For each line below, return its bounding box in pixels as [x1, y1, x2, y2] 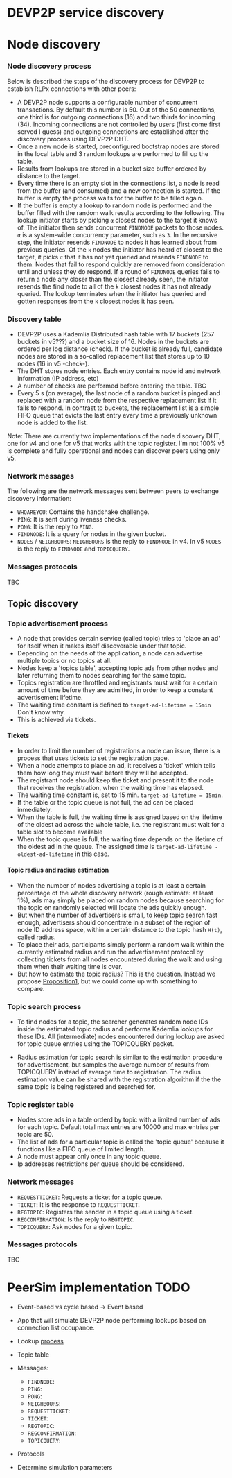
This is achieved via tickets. [17, 716, 96, 724]
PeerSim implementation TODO [7, 1280, 190, 1296]
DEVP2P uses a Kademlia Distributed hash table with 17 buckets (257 [17, 329, 215, 338]
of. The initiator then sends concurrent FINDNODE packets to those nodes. [17, 223, 224, 232]
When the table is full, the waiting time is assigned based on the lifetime [17, 813, 223, 821]
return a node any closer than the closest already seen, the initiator [17, 275, 209, 283]
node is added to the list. [17, 418, 89, 427]
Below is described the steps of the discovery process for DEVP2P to [7, 77, 205, 85]
